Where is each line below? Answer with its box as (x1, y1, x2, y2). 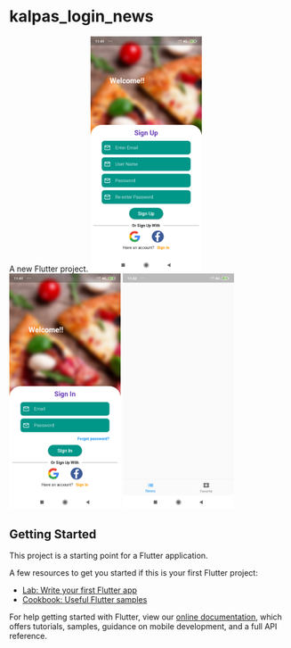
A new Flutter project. (9, 263, 89, 274)
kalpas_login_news (9, 6, 154, 27)
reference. (9, 631, 47, 642)
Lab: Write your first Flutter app (21, 585, 138, 595)
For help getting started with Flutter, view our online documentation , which (9, 611, 283, 622)
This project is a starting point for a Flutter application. (9, 551, 208, 561)
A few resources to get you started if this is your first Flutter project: (9, 568, 258, 578)
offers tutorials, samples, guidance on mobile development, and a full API (9, 621, 278, 632)
